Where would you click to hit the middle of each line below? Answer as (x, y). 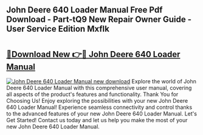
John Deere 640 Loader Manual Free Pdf (84, 10)
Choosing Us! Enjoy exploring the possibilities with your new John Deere (97, 101)
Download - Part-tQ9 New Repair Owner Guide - (99, 20)
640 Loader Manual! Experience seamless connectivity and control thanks (99, 107)
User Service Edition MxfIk (58, 29)
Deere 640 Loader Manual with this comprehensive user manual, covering (99, 88)
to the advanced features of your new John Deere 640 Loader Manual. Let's (102, 114)
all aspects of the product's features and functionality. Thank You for (92, 94)
